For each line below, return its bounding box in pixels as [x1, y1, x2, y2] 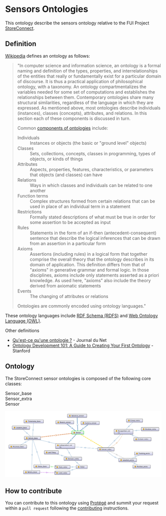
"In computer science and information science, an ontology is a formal [17, 62, 161, 68]
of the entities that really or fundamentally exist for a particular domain [17, 73, 162, 79]
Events [17, 288, 32, 294]
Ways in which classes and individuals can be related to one [29, 182, 153, 188]
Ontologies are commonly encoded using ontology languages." [17, 303, 146, 309]
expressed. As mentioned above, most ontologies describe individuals [17, 104, 161, 110]
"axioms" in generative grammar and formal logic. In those [29, 267, 149, 273]
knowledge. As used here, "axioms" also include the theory [29, 277, 151, 283]
